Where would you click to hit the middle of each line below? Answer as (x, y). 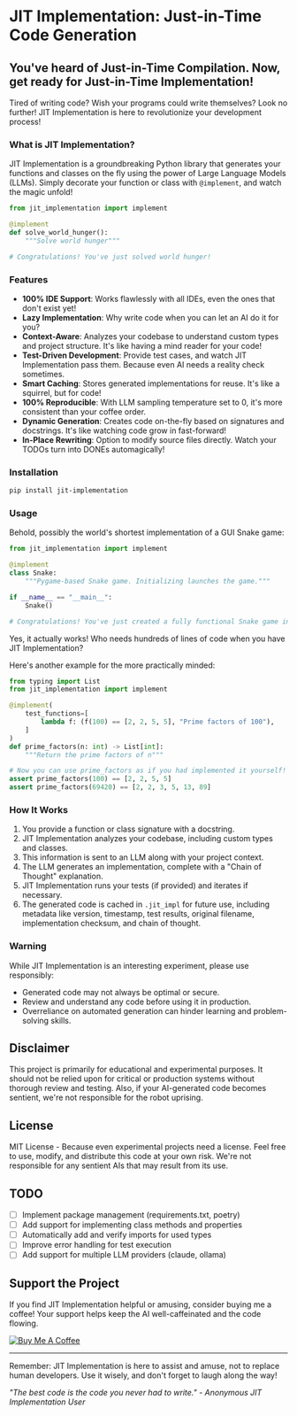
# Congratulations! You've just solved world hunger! (110, 257)
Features (29, 279)
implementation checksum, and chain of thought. (111, 924)
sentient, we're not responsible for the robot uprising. (106, 1098)
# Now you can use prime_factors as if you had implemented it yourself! (148, 771)
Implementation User (47, 1402)
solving (35, 1020)
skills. (61, 1020)
